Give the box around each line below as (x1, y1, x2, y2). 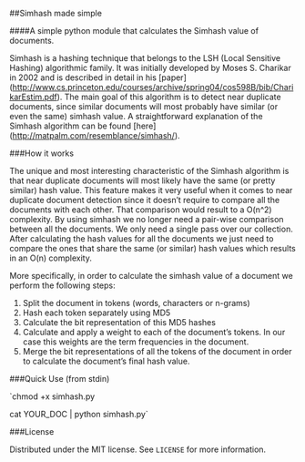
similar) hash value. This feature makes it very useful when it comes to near (9, 185, 293, 195)
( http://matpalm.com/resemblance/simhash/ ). (9, 130, 180, 140)
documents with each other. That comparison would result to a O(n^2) (9, 204, 272, 215)
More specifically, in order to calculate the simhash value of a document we (9, 271, 293, 281)
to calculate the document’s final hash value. (22, 355, 190, 366)
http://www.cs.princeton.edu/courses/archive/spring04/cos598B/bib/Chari (12, 82, 294, 92)
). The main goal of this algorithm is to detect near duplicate (56, 91, 281, 102)
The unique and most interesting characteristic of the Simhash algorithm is (9, 166, 290, 176)
